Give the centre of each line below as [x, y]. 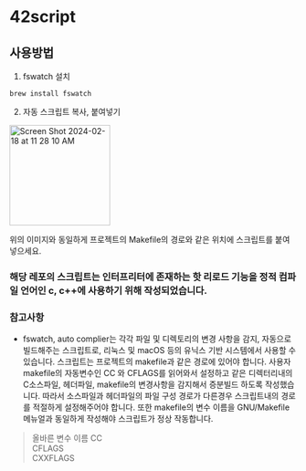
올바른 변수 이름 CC [67, 438]
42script [42, 17]
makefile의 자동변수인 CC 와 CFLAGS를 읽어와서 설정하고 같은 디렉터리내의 [158, 373]
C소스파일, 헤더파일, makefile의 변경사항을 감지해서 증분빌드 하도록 [142, 384]
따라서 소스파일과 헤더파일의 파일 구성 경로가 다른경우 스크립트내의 [161, 396]
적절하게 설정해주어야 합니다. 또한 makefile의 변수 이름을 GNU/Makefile [161, 407]
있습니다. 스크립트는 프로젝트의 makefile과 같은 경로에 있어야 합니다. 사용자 [157, 361]
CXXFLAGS [53, 458]
